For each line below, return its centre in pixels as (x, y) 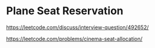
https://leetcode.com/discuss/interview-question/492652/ (77, 27)
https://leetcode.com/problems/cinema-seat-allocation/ (74, 39)
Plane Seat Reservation (65, 11)
